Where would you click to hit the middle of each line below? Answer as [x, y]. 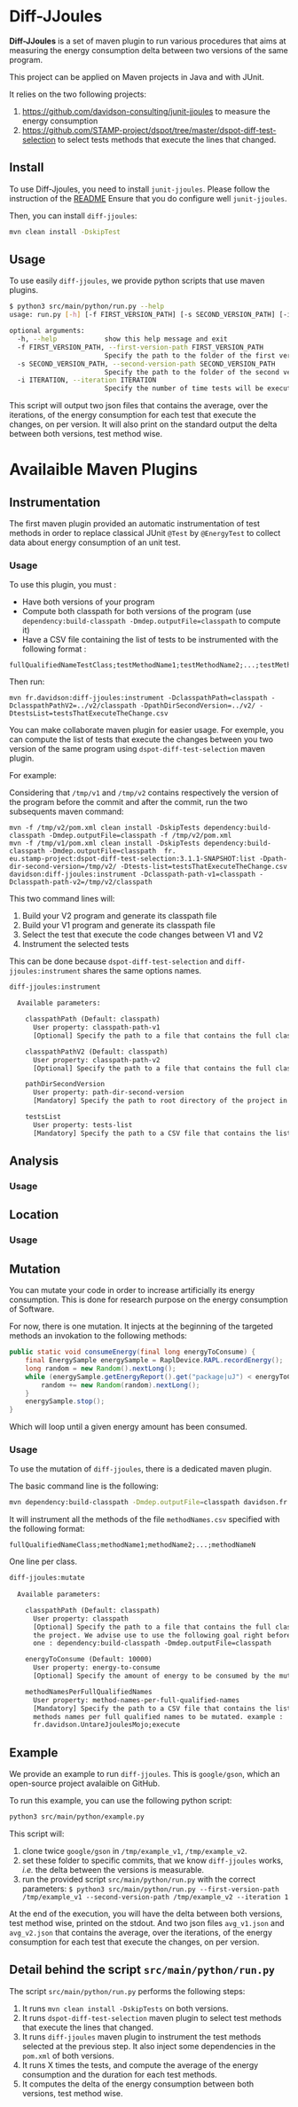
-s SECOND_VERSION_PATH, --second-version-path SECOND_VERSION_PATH [146, 364]
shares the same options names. [142, 971]
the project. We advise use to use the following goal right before [162, 1635]
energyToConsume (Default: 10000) [89, 1660]
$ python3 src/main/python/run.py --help [87, 307]
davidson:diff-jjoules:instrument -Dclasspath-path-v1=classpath [132, 875]
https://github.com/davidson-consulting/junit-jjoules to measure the [146, 111]
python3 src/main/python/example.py [77, 1817]
